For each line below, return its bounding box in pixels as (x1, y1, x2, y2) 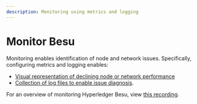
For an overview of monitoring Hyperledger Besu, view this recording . (6, 91, 180, 98)
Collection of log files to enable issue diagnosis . (14, 79, 134, 86)
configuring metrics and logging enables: (6, 61, 108, 68)
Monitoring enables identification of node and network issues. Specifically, (6, 55, 192, 62)
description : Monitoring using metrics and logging (6, 8, 139, 15)
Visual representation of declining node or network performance (14, 73, 175, 80)
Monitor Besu (6, 34, 75, 48)
